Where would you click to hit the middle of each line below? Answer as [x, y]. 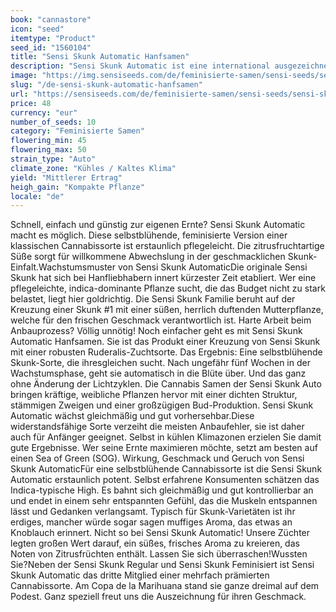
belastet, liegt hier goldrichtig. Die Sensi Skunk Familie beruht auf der [153, 299]
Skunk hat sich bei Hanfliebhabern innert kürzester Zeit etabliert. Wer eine [163, 278]
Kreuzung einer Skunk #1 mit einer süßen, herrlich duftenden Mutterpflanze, [167, 310]
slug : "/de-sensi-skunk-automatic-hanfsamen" [106, 85]
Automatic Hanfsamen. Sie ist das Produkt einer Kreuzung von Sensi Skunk [165, 342]
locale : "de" [37, 196]
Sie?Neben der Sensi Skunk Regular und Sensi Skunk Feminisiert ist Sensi [162, 565]
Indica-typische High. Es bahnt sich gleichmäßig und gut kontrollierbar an [162, 490]
